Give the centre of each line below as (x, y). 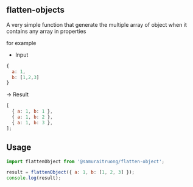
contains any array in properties (46, 31)
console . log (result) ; (34, 178)
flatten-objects (36, 10)
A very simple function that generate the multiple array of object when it (96, 24)
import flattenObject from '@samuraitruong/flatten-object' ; (86, 161)
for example (21, 43)
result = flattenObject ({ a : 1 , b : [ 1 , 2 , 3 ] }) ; (71, 172)
